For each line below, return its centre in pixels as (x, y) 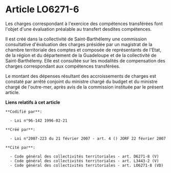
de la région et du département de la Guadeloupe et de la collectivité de (81, 55)
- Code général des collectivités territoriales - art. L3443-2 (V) (84, 161)
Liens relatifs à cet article (33, 102)
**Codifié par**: (24, 112)
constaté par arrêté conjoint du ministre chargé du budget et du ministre (81, 81)
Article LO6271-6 (42, 9)
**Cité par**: (20, 147)
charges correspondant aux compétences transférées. (63, 66)
